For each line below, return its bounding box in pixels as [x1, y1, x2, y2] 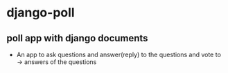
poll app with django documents [6, 32, 148, 44]
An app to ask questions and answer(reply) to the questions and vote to [16, 50, 221, 59]
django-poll [6, 5, 75, 21]
